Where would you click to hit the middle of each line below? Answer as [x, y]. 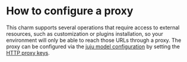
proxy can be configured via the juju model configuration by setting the [93, 46]
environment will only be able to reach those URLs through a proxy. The [94, 40]
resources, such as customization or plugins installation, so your [85, 33]
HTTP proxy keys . [28, 52]
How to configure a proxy [70, 11]
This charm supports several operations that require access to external [93, 27]
